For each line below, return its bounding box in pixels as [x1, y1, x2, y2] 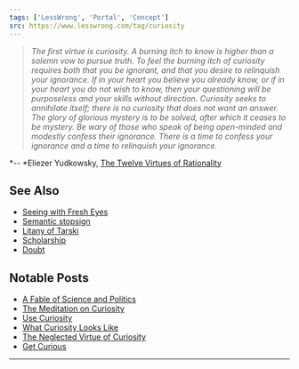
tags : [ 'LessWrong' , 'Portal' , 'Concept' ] [9, 12, 169, 22]
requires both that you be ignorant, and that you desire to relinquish [30, 64, 280, 76]
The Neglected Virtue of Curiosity [21, 332, 147, 342]
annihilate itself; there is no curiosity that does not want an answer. [30, 102, 279, 113]
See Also [9, 183, 60, 198]
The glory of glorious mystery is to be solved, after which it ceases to [30, 112, 287, 123]
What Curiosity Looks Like [21, 322, 118, 333]
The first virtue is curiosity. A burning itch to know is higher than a [30, 45, 274, 56]
